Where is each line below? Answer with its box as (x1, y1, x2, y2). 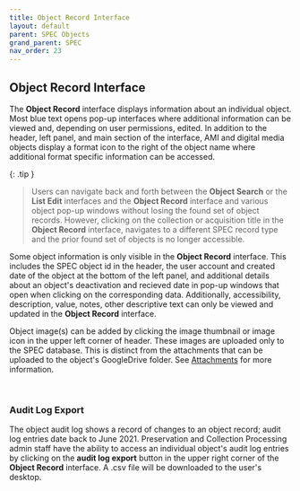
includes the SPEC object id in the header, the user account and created (9, 260, 276, 271)
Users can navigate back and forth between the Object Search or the (30, 186, 288, 197)
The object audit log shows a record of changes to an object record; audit (9, 424, 281, 435)
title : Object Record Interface (9, 13, 130, 22)
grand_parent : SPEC (9, 38, 82, 48)
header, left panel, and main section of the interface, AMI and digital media (9, 132, 285, 143)
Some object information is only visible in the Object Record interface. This (9, 250, 287, 261)
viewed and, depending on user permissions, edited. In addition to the (9, 122, 267, 133)
